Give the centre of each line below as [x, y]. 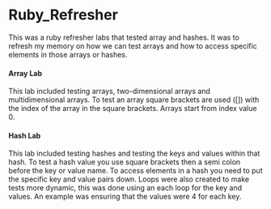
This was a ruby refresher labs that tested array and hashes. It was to [124, 37]
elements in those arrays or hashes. [68, 54]
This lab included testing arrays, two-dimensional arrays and [109, 92]
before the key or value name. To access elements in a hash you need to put [135, 171]
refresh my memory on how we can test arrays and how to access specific [133, 45]
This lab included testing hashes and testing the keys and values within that [134, 154]
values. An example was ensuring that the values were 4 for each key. [125, 197]
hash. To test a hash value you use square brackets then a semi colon [125, 162]
